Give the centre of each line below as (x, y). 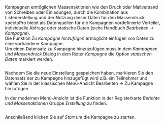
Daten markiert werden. (29, 59)
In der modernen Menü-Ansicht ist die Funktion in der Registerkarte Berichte (82, 98)
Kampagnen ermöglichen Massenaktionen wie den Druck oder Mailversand (82, 7)
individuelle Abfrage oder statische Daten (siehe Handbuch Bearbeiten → (80, 28)
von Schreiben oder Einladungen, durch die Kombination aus (66, 12)
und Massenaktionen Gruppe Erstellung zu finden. (56, 103)
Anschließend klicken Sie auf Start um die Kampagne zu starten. (70, 117)
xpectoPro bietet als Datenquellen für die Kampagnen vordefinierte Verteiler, (83, 23)
